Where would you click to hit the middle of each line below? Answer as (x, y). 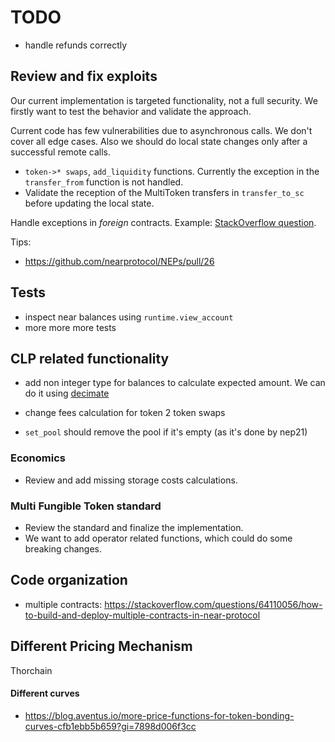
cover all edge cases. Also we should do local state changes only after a (159, 141)
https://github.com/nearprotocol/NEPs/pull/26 (119, 261)
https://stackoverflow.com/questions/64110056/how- (213, 604)
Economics (38, 458)
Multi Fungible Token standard (86, 506)
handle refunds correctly (76, 45)
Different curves (45, 693)
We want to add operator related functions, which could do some (158, 538)
